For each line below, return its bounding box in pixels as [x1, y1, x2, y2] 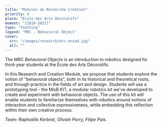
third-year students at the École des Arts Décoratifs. [5, 62, 109, 67]
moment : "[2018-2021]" [5, 20, 51, 26]
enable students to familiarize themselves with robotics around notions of [5, 96, 152, 102]
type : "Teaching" [5, 25, 40, 30]
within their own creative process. [5, 107, 73, 113]
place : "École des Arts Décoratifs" [5, 16, 79, 21]
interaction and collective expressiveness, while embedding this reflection [5, 102, 153, 108]
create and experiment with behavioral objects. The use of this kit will [5, 92, 144, 97]
